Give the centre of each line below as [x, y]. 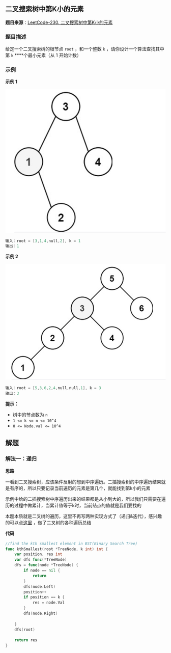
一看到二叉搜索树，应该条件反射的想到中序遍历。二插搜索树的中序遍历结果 [83, 482]
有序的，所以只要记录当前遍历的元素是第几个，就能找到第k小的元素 [80, 488]
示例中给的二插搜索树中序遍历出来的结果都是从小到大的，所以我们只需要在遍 [85, 499]
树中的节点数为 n [30, 415]
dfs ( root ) [25, 630]
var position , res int [38, 554]
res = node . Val [49, 603]
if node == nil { [42, 570]
